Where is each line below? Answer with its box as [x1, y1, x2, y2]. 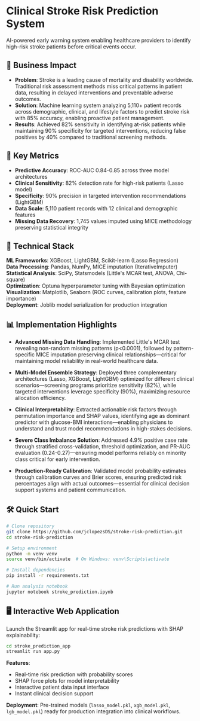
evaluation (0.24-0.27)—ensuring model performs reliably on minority [14, 450, 186, 457]
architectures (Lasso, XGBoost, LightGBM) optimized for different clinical [14, 375, 194, 383]
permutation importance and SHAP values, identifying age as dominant [14, 413, 190, 420]
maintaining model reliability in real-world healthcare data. [14, 358, 158, 365]
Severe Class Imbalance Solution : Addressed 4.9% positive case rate [14, 436, 188, 444]
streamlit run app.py [6, 649, 60, 655]
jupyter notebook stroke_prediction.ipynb [6, 589, 113, 595]
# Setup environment [6, 545, 58, 551]
